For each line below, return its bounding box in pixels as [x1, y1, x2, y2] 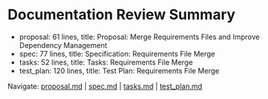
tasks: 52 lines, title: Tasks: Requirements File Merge [18, 57, 193, 67]
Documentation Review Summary [7, 6, 236, 24]
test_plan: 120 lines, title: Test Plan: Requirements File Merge [18, 65, 220, 75]
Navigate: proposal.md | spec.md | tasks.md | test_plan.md [7, 81, 202, 91]
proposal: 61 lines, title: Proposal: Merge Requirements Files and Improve [18, 32, 260, 42]
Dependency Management [18, 40, 108, 49]
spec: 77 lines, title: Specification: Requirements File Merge [18, 49, 216, 58]
